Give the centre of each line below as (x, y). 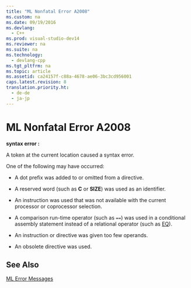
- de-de (21, 93)
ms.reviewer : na (26, 44)
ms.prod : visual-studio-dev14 (43, 39)
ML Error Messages (30, 279)
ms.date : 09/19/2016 (31, 22)
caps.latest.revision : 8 (36, 82)
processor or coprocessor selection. (58, 206)
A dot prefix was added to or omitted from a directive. (79, 177)
